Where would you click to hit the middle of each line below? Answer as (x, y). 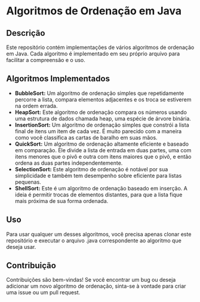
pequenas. (28, 182)
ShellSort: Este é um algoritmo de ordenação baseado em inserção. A (101, 188)
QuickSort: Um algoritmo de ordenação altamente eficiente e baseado (102, 144)
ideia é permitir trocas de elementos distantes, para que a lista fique (99, 195)
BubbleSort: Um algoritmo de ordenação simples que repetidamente (99, 93)
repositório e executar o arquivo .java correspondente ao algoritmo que (94, 241)
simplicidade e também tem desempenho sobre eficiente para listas (98, 175)
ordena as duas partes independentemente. (69, 163)
